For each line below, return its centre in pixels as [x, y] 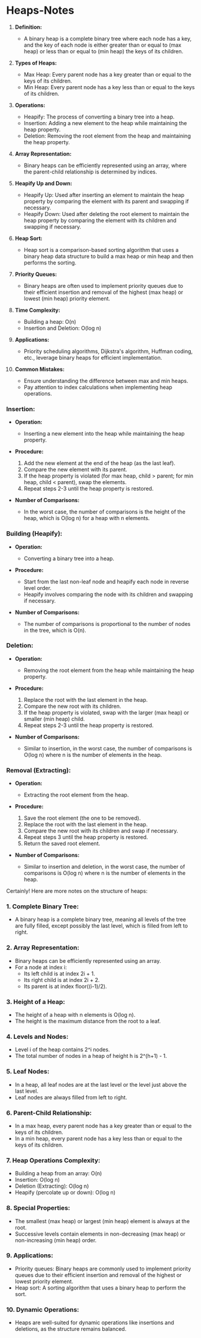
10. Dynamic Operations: [43, 1309]
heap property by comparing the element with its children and [100, 220]
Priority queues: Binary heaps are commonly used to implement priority [103, 1269]
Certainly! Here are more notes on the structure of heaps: [77, 891]
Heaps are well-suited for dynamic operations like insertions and [95, 1322]
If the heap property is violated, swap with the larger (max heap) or [106, 712]
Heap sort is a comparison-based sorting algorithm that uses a [101, 250]
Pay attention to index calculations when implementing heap [98, 387]
